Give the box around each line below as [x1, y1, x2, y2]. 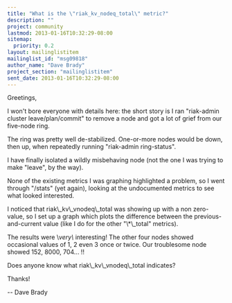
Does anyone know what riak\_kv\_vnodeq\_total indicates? [7, 261, 176, 270]
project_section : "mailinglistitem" [7, 68, 113, 75]
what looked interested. [7, 191, 75, 200]
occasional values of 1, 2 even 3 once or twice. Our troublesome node [7, 241, 207, 249]
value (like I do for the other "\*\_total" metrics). [42, 220, 179, 228]
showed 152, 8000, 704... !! [7, 248, 85, 257]
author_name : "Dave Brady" [7, 62, 85, 69]
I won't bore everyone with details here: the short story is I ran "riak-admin [7, 107, 220, 115]
